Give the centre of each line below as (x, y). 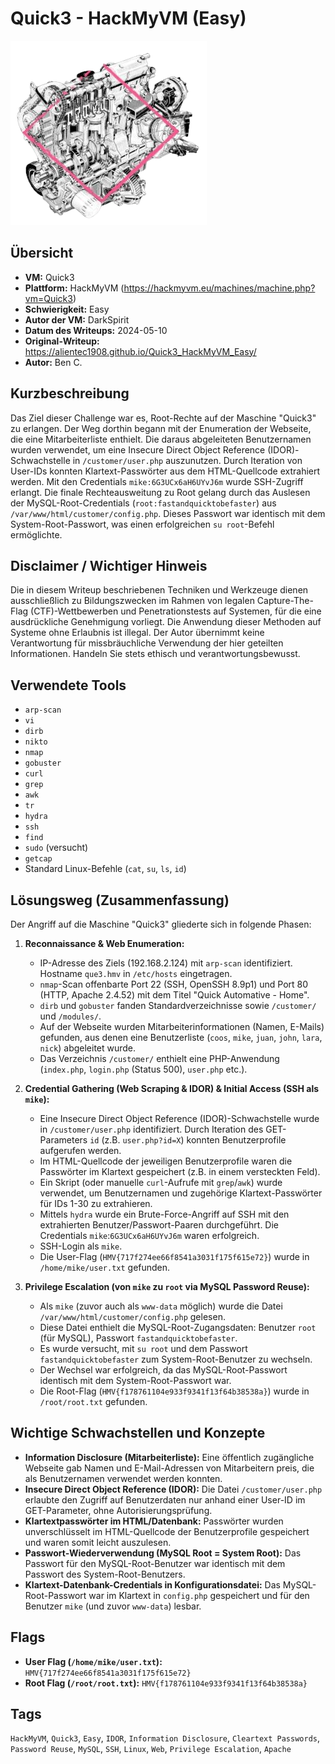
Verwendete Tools (68, 685)
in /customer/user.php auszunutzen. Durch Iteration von (187, 460)
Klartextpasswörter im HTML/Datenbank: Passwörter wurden (154, 1521)
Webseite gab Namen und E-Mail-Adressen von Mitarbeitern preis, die (169, 1468)
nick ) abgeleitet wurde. (88, 1048)
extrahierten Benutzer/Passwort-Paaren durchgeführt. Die (159, 1225)
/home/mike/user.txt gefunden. (105, 1267)
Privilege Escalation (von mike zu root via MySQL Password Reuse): (167, 1286)
